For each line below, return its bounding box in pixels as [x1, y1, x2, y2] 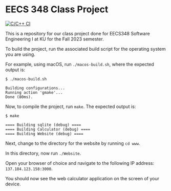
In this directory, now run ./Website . [5, 150, 81, 156]
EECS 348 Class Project [5, 4, 109, 15]
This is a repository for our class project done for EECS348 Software [5, 30, 150, 36]
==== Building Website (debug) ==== [5, 131, 83, 136]
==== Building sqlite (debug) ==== [5, 122, 81, 128]
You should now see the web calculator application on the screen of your [5, 175, 160, 181]
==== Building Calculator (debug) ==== [5, 126, 91, 132]
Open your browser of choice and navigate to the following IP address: [5, 160, 155, 166]
